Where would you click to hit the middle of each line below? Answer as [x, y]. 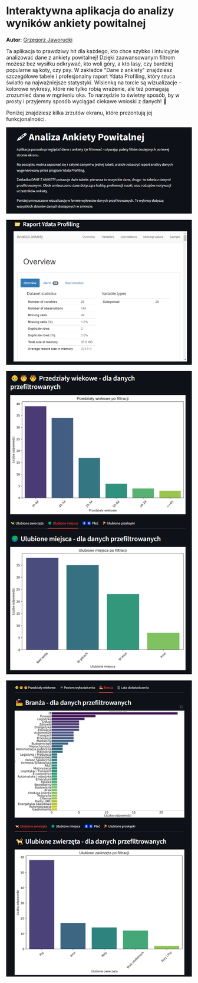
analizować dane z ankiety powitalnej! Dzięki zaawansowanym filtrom [91, 57]
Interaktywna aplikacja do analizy [90, 11]
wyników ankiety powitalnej [76, 23]
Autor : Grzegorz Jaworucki [39, 40]
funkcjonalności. [26, 119]
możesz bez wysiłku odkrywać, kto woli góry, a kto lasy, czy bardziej [90, 64]
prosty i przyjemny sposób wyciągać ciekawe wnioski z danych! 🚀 [86, 101]
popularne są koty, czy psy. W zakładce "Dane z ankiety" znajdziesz [89, 70]
